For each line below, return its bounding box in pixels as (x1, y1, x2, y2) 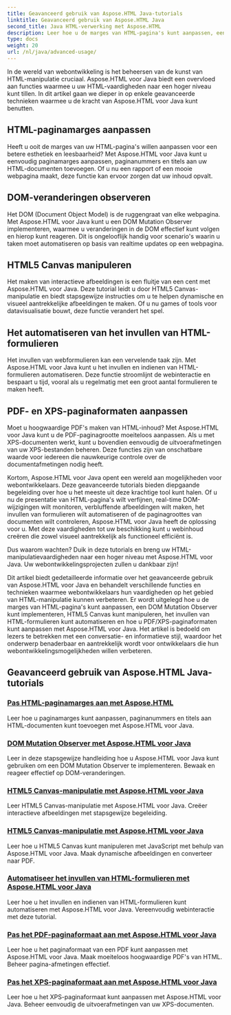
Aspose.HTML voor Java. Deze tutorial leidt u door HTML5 (7, 285, 173, 293)
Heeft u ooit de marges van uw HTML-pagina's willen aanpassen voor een (7, 142, 218, 150)
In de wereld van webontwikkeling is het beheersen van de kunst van (7, 67, 203, 76)
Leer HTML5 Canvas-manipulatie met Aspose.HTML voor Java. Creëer (7, 801, 208, 810)
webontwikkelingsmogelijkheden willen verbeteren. (7, 646, 153, 655)
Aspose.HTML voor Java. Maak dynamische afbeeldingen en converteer (7, 849, 213, 857)
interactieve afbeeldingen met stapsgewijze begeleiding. (7, 809, 167, 817)
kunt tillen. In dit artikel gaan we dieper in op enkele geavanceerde (7, 89, 195, 97)
